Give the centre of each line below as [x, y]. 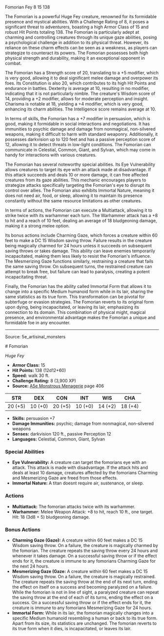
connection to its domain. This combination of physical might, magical [75, 312]
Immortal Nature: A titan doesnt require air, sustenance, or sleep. [78, 483]
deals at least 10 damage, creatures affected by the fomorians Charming [85, 473]
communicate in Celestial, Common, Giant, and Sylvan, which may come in [80, 150]
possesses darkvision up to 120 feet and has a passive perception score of [80, 139]
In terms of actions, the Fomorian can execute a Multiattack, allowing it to [79, 210]
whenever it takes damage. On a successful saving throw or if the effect [84, 556]
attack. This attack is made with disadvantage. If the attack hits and [80, 468]
